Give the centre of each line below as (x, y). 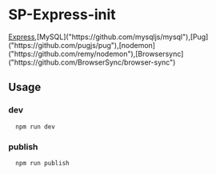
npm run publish (42, 163)
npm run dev (36, 127)
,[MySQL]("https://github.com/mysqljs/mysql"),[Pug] (122, 37)
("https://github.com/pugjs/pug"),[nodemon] (82, 45)
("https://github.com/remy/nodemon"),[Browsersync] (96, 53)
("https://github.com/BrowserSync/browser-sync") (92, 62)
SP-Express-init (62, 15)
